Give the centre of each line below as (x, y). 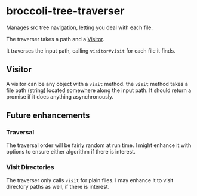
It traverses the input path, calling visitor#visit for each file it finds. (91, 50)
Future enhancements (48, 116)
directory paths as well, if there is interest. (58, 186)
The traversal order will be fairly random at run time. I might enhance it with (99, 145)
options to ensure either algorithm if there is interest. (71, 152)
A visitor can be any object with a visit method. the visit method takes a (97, 84)
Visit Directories (30, 167)
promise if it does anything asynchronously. (60, 96)
